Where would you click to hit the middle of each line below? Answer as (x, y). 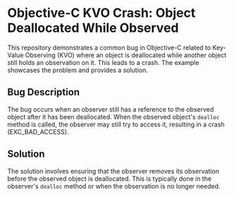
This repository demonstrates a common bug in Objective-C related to (109, 47)
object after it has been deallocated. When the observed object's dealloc (113, 117)
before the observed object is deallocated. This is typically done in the (110, 179)
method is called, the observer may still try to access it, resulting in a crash (116, 124)
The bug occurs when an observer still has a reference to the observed (111, 109)
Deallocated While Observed (93, 28)
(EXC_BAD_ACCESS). (38, 131)
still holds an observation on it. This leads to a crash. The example (103, 62)
